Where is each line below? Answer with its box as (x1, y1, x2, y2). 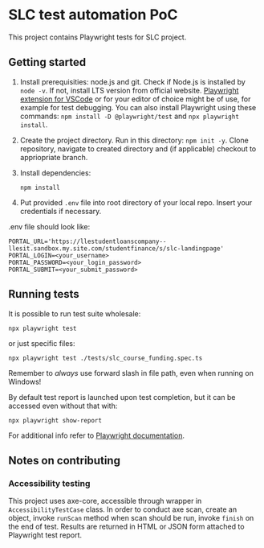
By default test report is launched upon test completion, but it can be (8, 392, 236, 402)
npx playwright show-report (8, 416, 103, 424)
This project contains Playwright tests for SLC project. (8, 32, 187, 42)
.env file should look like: (8, 221, 91, 231)
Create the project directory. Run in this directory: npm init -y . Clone (19, 135, 249, 145)
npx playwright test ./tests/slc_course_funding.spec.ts (8, 354, 203, 362)
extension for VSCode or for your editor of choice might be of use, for (19, 94, 251, 104)
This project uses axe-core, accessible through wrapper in (8, 496, 202, 506)
